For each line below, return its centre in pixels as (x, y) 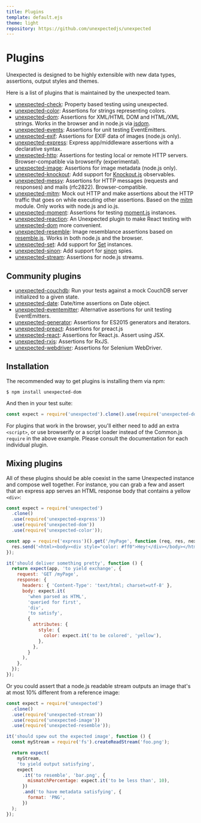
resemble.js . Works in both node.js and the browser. (79, 238)
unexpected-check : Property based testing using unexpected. (92, 104)
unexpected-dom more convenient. (59, 225)
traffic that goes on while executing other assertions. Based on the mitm (104, 200)
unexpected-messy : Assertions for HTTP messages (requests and (96, 181)
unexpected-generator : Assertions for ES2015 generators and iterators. (103, 322)
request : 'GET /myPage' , (48, 574)
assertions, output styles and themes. (53, 81)
